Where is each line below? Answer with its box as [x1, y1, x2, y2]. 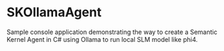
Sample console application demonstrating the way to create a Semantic [6, 28, 218, 36]
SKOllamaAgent [6, 4, 102, 21]
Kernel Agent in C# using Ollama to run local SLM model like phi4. [6, 35, 199, 43]
